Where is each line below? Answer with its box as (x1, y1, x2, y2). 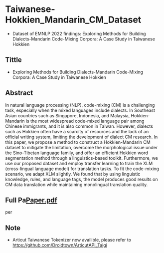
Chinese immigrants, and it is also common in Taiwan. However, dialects (5, 123, 154, 129)
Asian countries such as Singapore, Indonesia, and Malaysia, (5, 112, 130, 118)
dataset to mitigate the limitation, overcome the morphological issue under (5, 144, 158, 150)
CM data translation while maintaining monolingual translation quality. (5, 181, 148, 188)
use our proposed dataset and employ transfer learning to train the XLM (5, 160, 153, 166)
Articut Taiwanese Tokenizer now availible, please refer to (12, 237, 131, 243)
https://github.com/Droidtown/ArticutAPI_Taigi (12, 242, 107, 248)
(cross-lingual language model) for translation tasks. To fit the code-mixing (5, 166, 160, 172)
